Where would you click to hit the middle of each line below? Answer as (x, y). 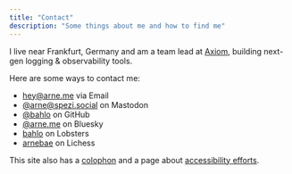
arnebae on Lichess (58, 143)
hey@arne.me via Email (65, 95)
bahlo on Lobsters (55, 133)
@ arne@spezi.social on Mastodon (85, 104)
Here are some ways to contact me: (75, 78)
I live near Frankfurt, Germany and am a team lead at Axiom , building (135, 51)
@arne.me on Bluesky (63, 124)
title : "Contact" (42, 17)
